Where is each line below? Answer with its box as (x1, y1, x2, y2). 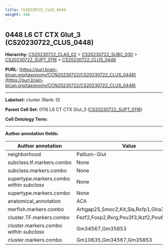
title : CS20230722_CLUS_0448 (5, 7, 66, 12)
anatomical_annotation (7, 198, 61, 205)
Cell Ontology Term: (5, 116, 48, 122)
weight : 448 (5, 12, 30, 17)
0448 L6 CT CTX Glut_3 (5, 30, 81, 39)
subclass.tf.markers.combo (7, 159, 71, 166)
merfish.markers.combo (7, 206, 64, 213)
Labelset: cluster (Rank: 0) (5, 97, 60, 103)
